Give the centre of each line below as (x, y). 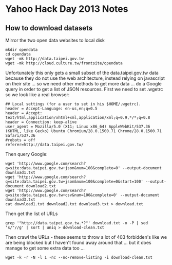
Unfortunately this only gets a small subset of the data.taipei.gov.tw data (82, 73)
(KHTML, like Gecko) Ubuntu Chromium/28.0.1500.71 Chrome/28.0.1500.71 (83, 131)
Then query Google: (26, 154)
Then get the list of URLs (32, 214)
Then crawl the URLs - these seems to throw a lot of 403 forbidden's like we (86, 237)
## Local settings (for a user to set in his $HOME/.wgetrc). (73, 104)
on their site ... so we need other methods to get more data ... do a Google (83, 84)
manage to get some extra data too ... (45, 248)
